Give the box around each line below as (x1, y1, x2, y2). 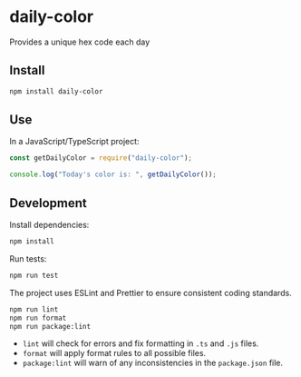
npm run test (9, 271, 59, 280)
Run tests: (9, 253, 47, 264)
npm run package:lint (9, 322, 92, 331)
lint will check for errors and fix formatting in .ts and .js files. (22, 338, 259, 349)
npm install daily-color (9, 86, 103, 96)
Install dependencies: (9, 220, 90, 230)
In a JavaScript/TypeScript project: (9, 136, 140, 147)
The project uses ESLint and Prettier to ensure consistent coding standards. (9, 287, 292, 298)
